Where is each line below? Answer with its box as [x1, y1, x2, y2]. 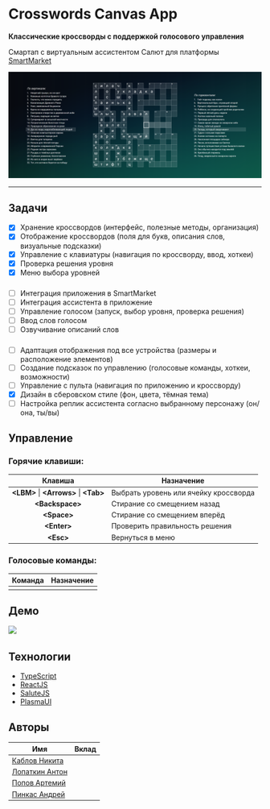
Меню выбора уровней [19, 268, 100, 277]
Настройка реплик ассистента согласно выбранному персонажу [19, 399, 245, 409]
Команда [11, 575, 44, 585]
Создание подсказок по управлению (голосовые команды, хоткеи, [19, 363, 251, 372]
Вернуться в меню [111, 533, 175, 542]
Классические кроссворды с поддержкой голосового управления [8, 31, 244, 41]
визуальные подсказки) [19, 241, 102, 251]
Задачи [8, 201, 48, 214]
